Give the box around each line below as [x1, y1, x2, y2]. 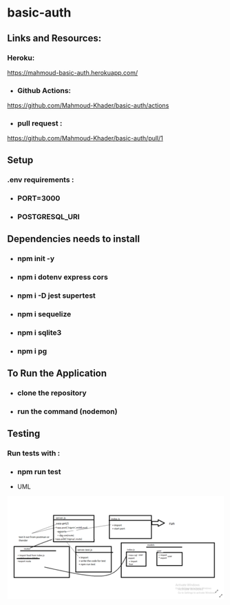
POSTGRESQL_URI [17, 212, 81, 221]
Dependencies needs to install [7, 233, 140, 245]
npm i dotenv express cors [17, 272, 108, 282]
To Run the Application [7, 367, 107, 379]
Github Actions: [17, 85, 71, 95]
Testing [7, 428, 41, 440]
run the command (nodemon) [17, 407, 118, 416]
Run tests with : [7, 449, 61, 458]
